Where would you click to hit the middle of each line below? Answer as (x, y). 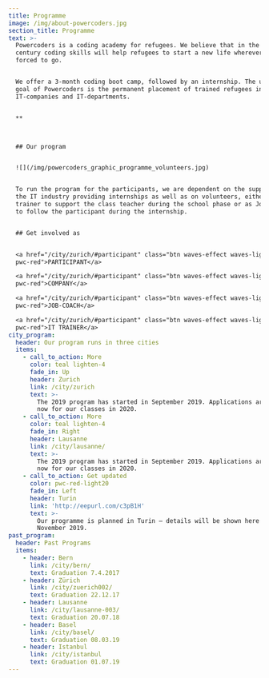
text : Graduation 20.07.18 (74, 617)
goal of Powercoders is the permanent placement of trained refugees (134, 89)
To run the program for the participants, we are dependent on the (130, 189)
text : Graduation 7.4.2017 (74, 572)
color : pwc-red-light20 (69, 484)
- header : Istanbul (55, 647)
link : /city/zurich (62, 387)
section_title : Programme (51, 30)
